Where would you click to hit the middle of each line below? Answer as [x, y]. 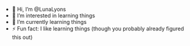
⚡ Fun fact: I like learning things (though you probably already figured [98, 29]
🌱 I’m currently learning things [49, 22]
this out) [22, 37]
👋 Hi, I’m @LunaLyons [39, 9]
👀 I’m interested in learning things [53, 16]
